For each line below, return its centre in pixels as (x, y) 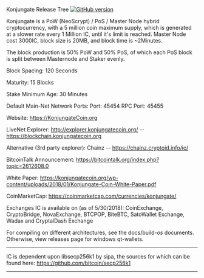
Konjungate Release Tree (38, 9)
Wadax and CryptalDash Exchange (50, 221)
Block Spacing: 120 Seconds (42, 71)
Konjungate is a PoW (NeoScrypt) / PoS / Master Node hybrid (83, 21)
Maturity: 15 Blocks (30, 82)
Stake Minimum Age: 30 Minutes (47, 94)
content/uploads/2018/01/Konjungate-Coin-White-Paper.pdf (81, 184)
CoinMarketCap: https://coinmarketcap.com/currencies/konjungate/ (91, 196)
